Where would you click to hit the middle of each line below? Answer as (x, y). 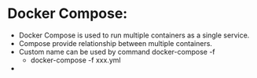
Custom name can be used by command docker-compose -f (117, 51)
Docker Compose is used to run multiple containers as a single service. (134, 35)
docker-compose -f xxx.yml (75, 60)
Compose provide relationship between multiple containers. (116, 43)
